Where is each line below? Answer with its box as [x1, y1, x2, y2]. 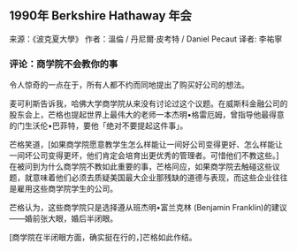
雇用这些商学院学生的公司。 [16, 184, 118, 194]
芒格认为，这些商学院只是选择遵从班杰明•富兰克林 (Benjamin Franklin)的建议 [9, 202, 287, 213]
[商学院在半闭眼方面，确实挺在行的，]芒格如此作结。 [9, 232, 197, 243]
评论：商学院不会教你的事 [9, 57, 118, 70]
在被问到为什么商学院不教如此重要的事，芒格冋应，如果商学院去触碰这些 [9, 162, 272, 172]
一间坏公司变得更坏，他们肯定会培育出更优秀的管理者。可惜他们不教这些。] [9, 150, 280, 161]
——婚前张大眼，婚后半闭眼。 [9, 213, 118, 224]
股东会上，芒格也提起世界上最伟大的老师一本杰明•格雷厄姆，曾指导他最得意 [9, 110, 285, 120]
